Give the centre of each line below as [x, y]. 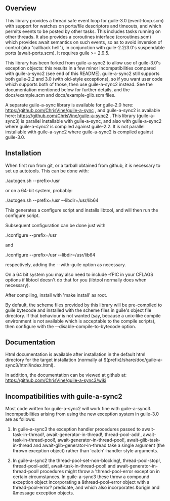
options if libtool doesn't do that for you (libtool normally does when [76, 280]
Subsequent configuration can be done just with [55, 225]
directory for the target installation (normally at [54, 360]
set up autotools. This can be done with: [47, 171]
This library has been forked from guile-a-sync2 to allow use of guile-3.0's [83, 62]
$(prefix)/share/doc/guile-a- [133, 360]
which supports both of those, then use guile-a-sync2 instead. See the [79, 84]
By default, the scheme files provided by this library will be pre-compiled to [84, 305]
